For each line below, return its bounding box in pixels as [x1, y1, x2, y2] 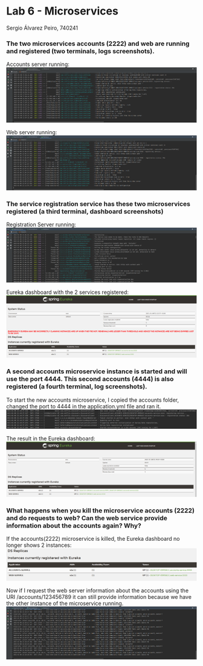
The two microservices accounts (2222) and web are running [6, 39, 190, 48]
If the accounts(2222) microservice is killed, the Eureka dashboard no [6, 535, 180, 543]
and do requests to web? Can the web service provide [6, 514, 167, 522]
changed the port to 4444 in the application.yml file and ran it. [6, 402, 161, 410]
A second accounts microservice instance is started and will [6, 367, 187, 376]
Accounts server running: [6, 60, 69, 68]
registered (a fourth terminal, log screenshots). [6, 382, 147, 391]
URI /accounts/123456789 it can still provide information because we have [6, 593, 192, 601]
